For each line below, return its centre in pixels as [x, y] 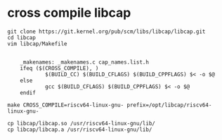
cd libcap [22, 37]
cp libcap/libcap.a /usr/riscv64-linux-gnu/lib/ [80, 129]
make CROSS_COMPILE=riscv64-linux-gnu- [66, 105]
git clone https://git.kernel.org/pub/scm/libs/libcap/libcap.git [106, 31]
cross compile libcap [69, 13]
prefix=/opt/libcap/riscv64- [169, 105]
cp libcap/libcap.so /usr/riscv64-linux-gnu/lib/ [81, 123]
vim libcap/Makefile [38, 43]
